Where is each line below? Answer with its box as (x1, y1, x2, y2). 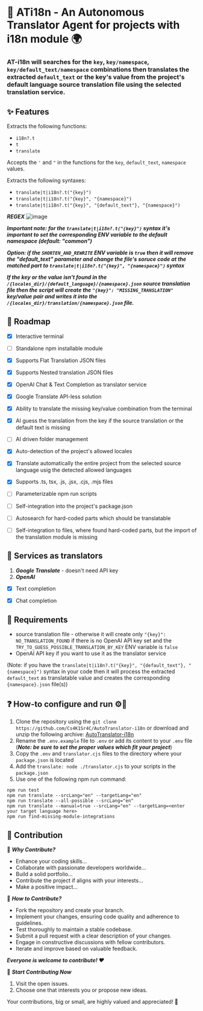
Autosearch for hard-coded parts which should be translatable (15, 515, 171, 522)
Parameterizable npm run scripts (15, 490, 97, 498)
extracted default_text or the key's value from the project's (7, 73, 185, 81)
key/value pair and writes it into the (7, 292, 98, 300)
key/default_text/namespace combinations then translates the (7, 66, 190, 74)
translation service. (7, 88, 66, 96)
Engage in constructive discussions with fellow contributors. (15, 939, 166, 946)
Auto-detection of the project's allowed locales (15, 448, 133, 455)
